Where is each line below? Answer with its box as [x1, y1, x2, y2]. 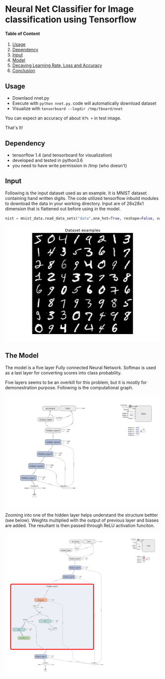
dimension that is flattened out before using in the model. [5, 206, 121, 212]
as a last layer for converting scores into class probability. [5, 370, 122, 376]
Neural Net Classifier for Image [5, 3, 134, 15]
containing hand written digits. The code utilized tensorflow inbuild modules [5, 195, 159, 201]
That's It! [5, 125, 23, 131]
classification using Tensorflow [5, 14, 137, 25]
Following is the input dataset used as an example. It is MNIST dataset [5, 190, 147, 196]
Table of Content [5, 31, 40, 37]
